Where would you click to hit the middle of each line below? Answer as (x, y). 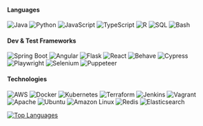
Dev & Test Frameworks (42, 41)
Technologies (27, 79)
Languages (23, 10)
